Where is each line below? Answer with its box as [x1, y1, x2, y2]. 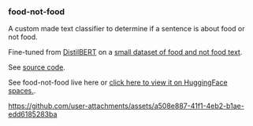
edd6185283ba [8, 110, 58, 119]
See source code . [8, 63, 65, 72]
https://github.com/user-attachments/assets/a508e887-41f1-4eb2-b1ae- [8, 101, 244, 111]
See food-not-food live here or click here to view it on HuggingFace [8, 77, 228, 88]
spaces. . [8, 86, 36, 95]
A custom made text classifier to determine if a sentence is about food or [8, 24, 245, 34]
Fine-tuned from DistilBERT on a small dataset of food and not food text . [8, 48, 243, 57]
